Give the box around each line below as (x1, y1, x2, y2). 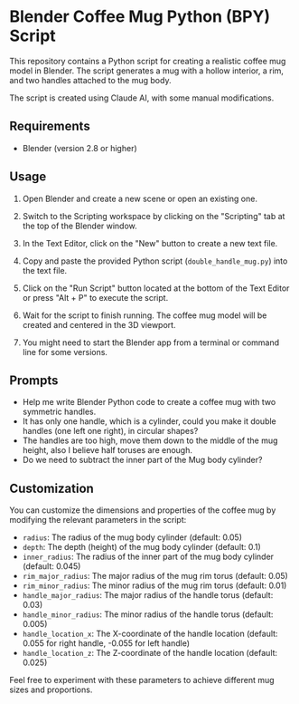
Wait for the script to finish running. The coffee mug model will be (22, 310, 267, 321)
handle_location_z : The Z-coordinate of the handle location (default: (22, 648, 278, 659)
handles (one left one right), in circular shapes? (22, 426, 199, 437)
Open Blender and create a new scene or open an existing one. (22, 193, 257, 204)
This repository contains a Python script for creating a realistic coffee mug (9, 55, 286, 66)
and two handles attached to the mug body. (9, 74, 172, 85)
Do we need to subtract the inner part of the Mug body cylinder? (22, 455, 263, 466)
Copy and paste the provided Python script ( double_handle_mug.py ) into (22, 256, 288, 266)
